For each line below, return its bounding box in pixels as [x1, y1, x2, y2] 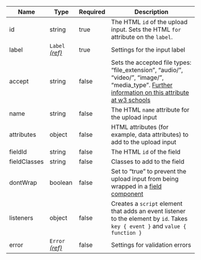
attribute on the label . [111, 33, 173, 41]
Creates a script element [111, 199, 182, 208]
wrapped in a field [111, 183, 162, 190]
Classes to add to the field [111, 157, 185, 166]
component [111, 190, 144, 198]
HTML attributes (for [111, 123, 169, 131]
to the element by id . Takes [111, 214, 188, 223]
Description [134, 8, 169, 16]
